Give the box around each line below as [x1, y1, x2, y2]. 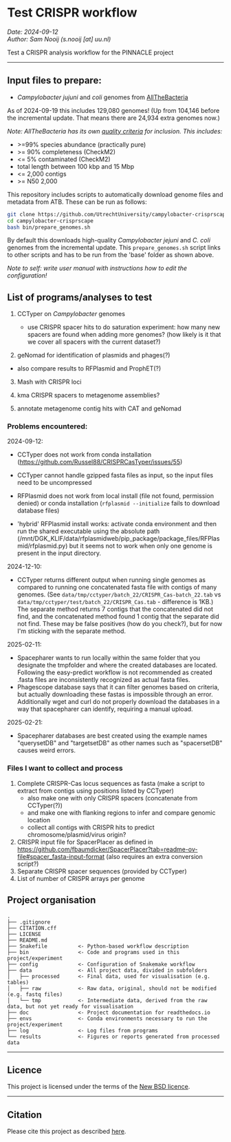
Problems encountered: [7, 422, 88, 431]
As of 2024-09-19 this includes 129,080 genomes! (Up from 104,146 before [7, 106, 220, 114]
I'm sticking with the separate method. [16, 627, 126, 635]
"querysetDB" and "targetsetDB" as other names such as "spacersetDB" [16, 739, 223, 747]
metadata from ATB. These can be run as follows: [7, 198, 148, 206]
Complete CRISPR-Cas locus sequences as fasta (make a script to [16, 779, 205, 787]
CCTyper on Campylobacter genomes [16, 310, 126, 318]
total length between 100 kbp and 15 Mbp [16, 162, 135, 170]
